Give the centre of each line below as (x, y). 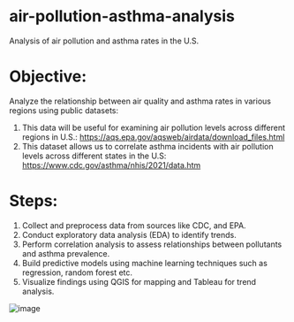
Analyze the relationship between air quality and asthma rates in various (140, 101)
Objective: (48, 77)
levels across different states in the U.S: (94, 156)
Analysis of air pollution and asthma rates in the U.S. (104, 41)
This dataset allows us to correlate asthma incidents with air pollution (147, 146)
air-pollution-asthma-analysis (122, 16)
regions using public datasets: (64, 110)
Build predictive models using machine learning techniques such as (144, 263)
